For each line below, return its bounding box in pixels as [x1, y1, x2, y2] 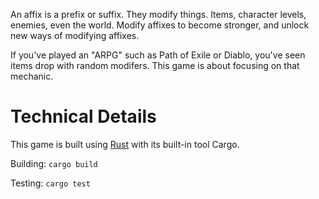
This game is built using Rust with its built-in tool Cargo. [10, 138, 240, 150]
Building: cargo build [10, 157, 98, 169]
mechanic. [10, 70, 54, 82]
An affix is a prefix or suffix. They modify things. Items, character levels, [10, 9, 307, 20]
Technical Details [10, 105, 157, 128]
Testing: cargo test [10, 177, 91, 189]
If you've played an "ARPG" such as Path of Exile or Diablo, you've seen [10, 49, 306, 61]
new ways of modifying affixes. [10, 30, 140, 41]
